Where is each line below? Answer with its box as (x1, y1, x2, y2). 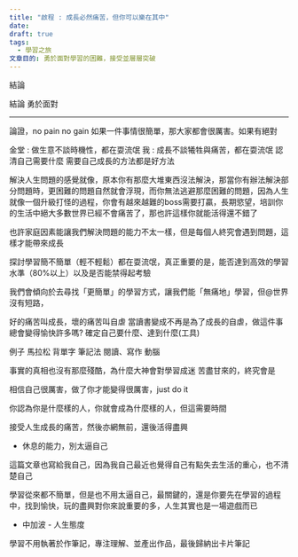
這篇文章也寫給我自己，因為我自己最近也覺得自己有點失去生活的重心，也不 (9, 459, 281, 470)
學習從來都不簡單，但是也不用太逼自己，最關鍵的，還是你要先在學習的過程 (9, 490, 281, 499)
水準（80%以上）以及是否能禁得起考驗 (9, 268, 152, 278)
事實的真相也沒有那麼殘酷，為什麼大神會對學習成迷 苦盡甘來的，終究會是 (9, 365, 276, 375)
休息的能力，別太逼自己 (21, 441, 108, 451)
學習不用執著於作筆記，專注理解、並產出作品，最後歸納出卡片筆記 (9, 538, 250, 548)
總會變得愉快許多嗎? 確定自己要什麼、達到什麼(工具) (9, 327, 200, 338)
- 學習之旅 (17, 46, 52, 55)
